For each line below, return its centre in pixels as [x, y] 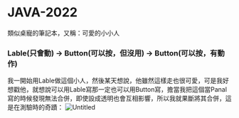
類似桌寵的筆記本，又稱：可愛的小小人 [63, 33]
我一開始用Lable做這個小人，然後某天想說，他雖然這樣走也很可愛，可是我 [115, 81]
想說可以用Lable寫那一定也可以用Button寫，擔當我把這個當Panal [133, 90]
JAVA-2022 [43, 12]
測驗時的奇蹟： [42, 107]
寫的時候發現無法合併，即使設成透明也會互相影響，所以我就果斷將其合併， [116, 98]
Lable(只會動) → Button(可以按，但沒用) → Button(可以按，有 [112, 53]
